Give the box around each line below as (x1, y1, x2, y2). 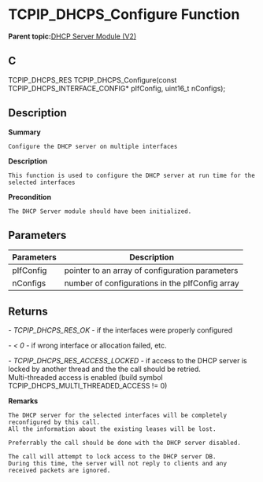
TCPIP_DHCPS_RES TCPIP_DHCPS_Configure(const (8, 75, 177, 84)
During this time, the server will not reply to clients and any (8, 460, 227, 468)
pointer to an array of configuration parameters (64, 265, 239, 276)
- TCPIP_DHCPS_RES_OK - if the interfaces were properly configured (8, 326, 233, 335)
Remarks (8, 396, 39, 406)
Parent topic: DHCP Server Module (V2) (8, 31, 137, 41)
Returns (8, 304, 49, 318)
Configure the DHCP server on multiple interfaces (8, 142, 178, 150)
